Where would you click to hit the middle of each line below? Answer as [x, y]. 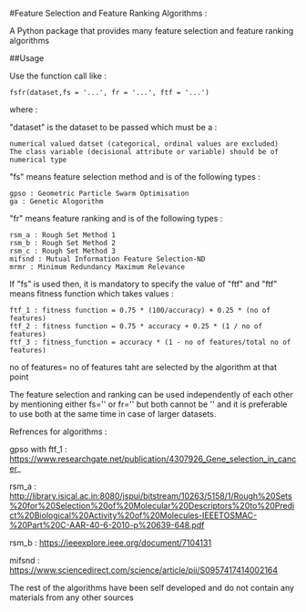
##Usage [27, 58]
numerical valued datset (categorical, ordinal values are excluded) [144, 144]
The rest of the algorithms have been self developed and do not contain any [152, 588]
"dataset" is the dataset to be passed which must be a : [113, 127]
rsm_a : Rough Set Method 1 [63, 235]
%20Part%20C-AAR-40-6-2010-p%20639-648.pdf [107, 525]
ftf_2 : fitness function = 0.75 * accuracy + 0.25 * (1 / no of [136, 327]
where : [24, 109]
